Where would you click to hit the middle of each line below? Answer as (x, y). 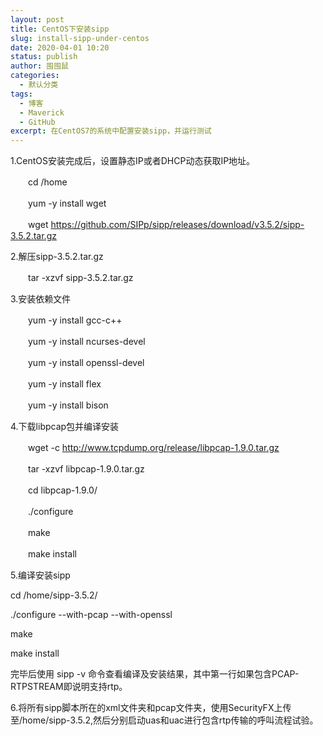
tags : (21, 94)
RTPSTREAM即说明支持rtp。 (69, 687)
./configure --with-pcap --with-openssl (91, 615)
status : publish (44, 57)
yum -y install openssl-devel (86, 363)
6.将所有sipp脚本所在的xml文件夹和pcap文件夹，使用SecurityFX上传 (151, 708)
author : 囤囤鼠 (39, 66)
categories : (35, 76)
